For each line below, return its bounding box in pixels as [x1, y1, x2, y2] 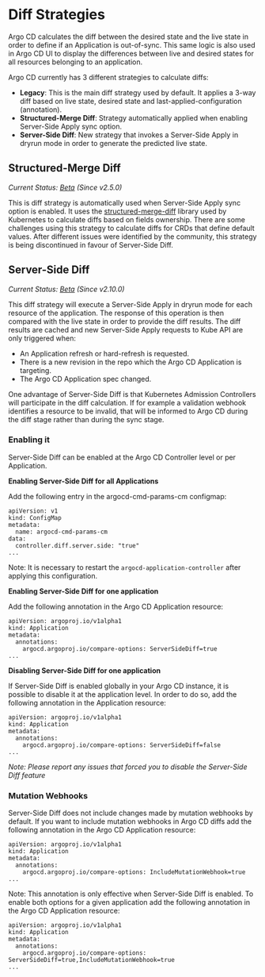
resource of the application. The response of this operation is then [8, 308, 224, 317]
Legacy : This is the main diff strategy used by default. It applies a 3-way [19, 87, 256, 97]
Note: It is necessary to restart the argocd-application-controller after [8, 562, 241, 572]
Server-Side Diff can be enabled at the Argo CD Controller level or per [8, 452, 236, 462]
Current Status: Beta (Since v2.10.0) [8, 284, 125, 294]
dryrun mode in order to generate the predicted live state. [19, 138, 208, 148]
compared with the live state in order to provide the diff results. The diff [8, 316, 241, 326]
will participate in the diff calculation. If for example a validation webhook [8, 398, 247, 407]
